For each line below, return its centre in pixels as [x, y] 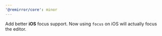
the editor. [16, 29]
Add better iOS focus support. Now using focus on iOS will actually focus [81, 24]
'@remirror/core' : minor [31, 10]
